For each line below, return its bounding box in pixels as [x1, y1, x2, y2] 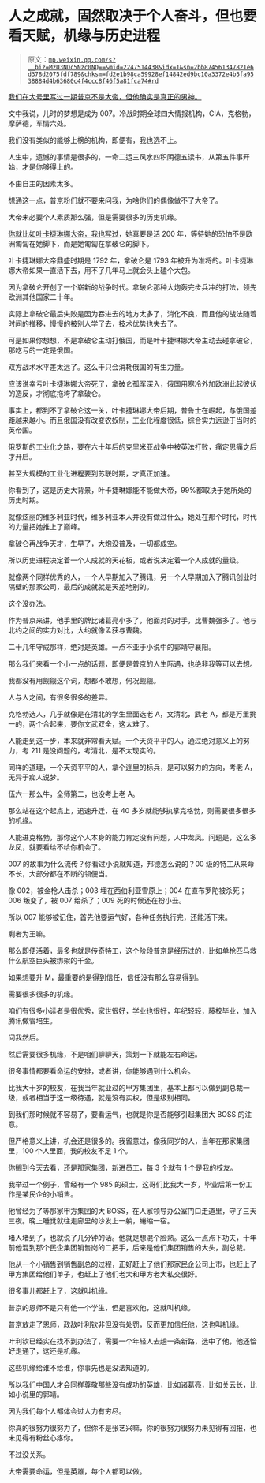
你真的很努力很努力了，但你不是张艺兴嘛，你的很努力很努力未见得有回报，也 [8, 1423, 257, 1433]
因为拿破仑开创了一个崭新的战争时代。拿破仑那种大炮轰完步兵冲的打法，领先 [8, 282, 257, 292]
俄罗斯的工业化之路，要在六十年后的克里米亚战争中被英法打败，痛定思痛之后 [8, 442, 257, 451]
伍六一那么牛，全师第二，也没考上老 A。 [8, 789, 140, 798]
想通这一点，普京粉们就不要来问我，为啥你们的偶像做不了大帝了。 [8, 195, 222, 205]
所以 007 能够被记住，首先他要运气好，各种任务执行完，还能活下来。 [8, 912, 233, 921]
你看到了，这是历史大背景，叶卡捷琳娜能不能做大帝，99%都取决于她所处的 [8, 485, 252, 495]
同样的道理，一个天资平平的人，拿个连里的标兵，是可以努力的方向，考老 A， [8, 762, 257, 771]
